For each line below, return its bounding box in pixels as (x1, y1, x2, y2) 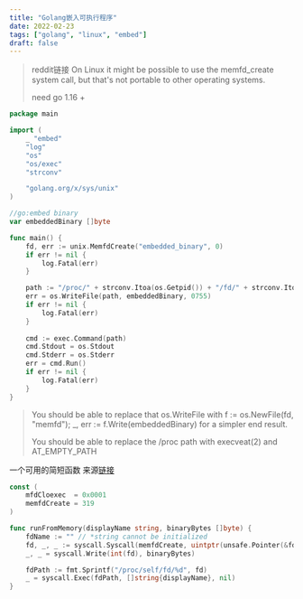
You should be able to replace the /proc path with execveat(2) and (31, 435, 278, 447)
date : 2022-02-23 (9, 22, 75, 31)
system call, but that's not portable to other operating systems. (31, 74, 266, 86)
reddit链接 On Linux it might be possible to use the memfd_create (31, 64, 274, 75)
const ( (9, 482, 39, 491)
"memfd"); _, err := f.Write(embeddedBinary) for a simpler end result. (31, 418, 289, 429)
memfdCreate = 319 (25, 499, 95, 509)
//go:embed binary (9, 209, 78, 218)
